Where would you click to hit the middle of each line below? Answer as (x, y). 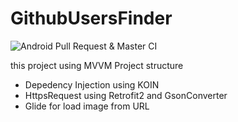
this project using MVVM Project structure (97, 65)
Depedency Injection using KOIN (92, 84)
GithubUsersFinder (91, 18)
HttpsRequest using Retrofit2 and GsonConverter (126, 95)
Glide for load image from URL (87, 106)
